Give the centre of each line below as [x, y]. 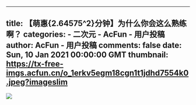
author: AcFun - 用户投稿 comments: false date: [94, 45]
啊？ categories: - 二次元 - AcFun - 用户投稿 [85, 35]
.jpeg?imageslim [37, 82]
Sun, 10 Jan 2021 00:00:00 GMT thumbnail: [87, 55]
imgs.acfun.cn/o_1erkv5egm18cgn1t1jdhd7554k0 [97, 73]
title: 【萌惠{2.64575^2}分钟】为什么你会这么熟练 [96, 24]
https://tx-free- [35, 64]
